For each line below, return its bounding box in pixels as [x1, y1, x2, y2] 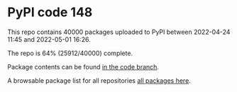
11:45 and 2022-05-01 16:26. [7, 35, 91, 43]
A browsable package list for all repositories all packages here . [7, 76, 192, 85]
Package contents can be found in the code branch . [7, 62, 160, 71]
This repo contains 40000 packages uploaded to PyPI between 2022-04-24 [7, 28, 231, 36]
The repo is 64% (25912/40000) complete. [7, 49, 133, 57]
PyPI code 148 [7, 4, 93, 21]
